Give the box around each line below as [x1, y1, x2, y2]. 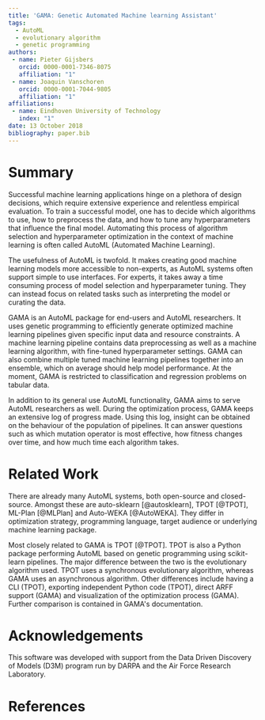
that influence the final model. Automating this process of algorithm [8, 223, 228, 233]
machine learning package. [8, 525, 97, 534]
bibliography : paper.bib [8, 129, 90, 137]
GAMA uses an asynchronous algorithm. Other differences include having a [8, 574, 255, 583]
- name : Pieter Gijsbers [11, 56, 93, 64]
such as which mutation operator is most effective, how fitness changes [8, 429, 243, 438]
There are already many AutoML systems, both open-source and [8, 491, 220, 501]
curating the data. [8, 297, 66, 307]
